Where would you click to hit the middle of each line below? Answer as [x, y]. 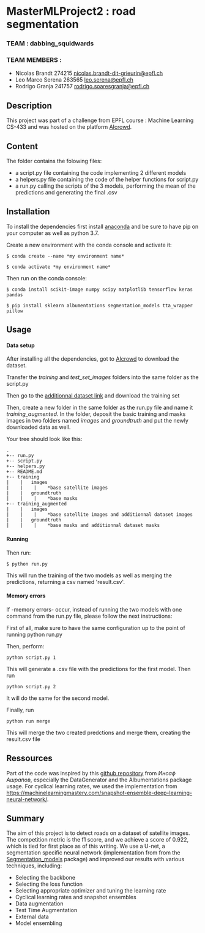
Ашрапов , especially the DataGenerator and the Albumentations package [99, 780]
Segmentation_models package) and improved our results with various [95, 859]
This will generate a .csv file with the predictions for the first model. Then [99, 669]
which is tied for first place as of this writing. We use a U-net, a [86, 846]
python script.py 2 [31, 686]
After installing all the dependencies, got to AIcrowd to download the [93, 359]
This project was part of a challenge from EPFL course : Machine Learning [100, 120]
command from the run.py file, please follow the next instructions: [89, 616]
